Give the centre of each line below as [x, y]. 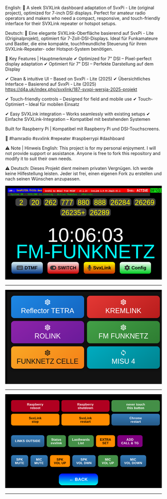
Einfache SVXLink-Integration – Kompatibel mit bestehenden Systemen [78, 119]
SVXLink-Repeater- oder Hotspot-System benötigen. [59, 49]
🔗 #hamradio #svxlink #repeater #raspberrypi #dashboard [65, 138]
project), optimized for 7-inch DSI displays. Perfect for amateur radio [75, 13]
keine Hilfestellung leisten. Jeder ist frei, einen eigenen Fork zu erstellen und [83, 173]
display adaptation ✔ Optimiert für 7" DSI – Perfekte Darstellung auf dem [80, 64]
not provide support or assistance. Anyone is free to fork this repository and [83, 153]
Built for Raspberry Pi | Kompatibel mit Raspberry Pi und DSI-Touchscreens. [83, 129]
